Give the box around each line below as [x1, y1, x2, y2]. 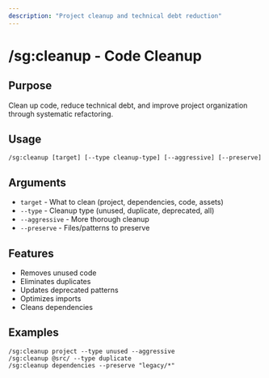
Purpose [8, 79, 53, 93]
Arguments [8, 176, 67, 189]
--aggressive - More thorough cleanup [19, 214, 149, 224]
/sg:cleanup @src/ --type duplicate [8, 354, 132, 363]
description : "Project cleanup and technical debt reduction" [8, 11, 222, 20]
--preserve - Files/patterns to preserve [19, 223, 150, 233]
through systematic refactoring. [8, 108, 114, 118]
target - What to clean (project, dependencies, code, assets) [19, 197, 224, 207]
